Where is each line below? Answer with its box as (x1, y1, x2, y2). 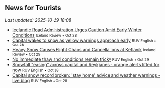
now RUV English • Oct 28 (12, 67, 59, 73)
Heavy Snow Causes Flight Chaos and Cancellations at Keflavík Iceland (12, 46, 156, 52)
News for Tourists (5, 4, 61, 12)
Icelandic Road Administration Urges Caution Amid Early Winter (12, 27, 142, 33)
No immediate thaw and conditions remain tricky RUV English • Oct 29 (12, 56, 149, 62)
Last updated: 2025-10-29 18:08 (5, 17, 72, 23)
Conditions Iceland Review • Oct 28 (12, 32, 77, 38)
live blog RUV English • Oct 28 (12, 77, 68, 83)
